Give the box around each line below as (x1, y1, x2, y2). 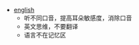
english (13, 6, 35, 14)
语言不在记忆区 (23, 31, 66, 39)
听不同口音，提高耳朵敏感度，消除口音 (23, 14, 132, 22)
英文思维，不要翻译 (23, 22, 79, 30)
